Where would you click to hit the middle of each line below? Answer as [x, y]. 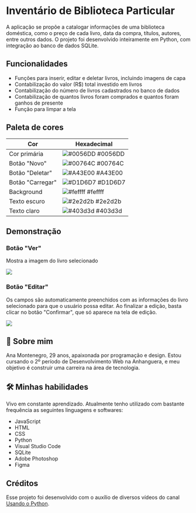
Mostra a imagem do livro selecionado [52, 261]
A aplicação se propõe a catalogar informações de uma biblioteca [85, 27]
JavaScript [27, 421]
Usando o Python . [28, 503]
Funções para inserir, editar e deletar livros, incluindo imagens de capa [100, 78]
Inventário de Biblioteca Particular [91, 11]
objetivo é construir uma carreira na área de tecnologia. [73, 368]
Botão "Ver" [24, 248]
